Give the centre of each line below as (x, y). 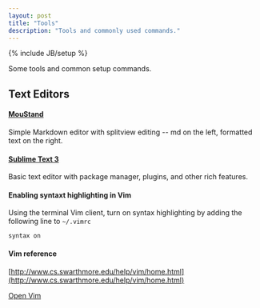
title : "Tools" (34, 23)
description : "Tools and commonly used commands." (94, 30)
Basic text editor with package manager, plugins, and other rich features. (128, 177)
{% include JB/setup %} (48, 54)
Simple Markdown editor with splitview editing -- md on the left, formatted (130, 132)
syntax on (25, 236)
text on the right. (36, 140)
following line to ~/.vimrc (50, 222)
